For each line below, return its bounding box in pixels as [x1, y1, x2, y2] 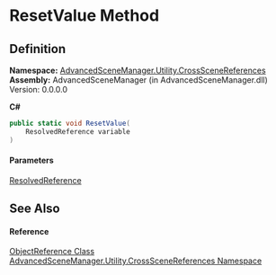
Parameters [9, 155, 54, 166]
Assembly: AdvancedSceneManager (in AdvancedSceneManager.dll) [9, 75, 268, 85]
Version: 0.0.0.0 [9, 84, 68, 94]
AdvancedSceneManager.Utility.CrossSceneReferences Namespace [9, 255, 263, 266]
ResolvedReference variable [25, 127, 130, 136]
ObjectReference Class [9, 246, 95, 257]
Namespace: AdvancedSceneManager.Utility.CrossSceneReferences [9, 65, 267, 75]
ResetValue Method [9, 5, 160, 26]
